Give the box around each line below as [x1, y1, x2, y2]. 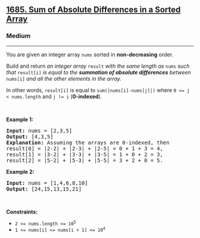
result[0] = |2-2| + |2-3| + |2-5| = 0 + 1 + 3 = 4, [6, 145, 164, 152]
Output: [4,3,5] [6, 133, 54, 140]
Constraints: [6, 208, 38, 215]
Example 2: [6, 168, 35, 175]
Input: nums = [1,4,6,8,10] [6, 179, 88, 186]
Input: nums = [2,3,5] [6, 127, 73, 134]
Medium [6, 32, 31, 40]
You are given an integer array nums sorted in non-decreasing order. [6, 50, 174, 58]
